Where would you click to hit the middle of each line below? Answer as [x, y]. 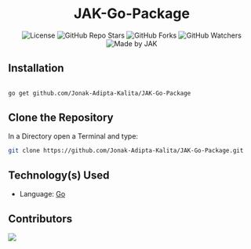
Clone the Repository [61, 118]
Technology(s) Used [59, 175]
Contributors [40, 219]
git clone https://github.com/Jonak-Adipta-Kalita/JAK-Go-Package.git [126, 151]
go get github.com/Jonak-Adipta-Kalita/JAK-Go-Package [100, 93]
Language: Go [42, 194]
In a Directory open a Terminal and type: [73, 136]
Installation [36, 69]
